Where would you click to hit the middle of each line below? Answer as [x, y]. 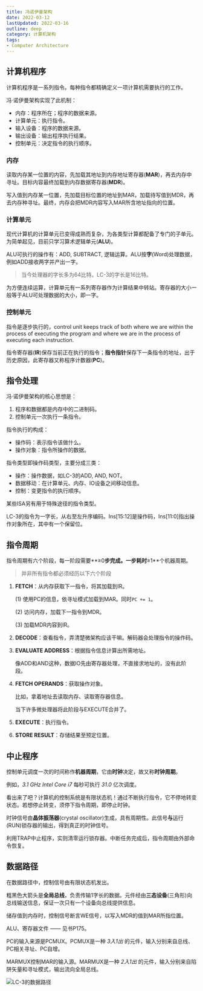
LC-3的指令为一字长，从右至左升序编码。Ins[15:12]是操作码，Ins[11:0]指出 [98, 517]
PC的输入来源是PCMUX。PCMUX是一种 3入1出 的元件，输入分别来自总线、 [100, 941]
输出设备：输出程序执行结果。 [52, 135]
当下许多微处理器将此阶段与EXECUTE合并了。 [72, 709]
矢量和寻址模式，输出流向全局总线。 [56, 969]
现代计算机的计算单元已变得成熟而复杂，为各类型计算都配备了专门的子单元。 [101, 234]
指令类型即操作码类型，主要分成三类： [54, 463]
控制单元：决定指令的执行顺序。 [55, 143]
